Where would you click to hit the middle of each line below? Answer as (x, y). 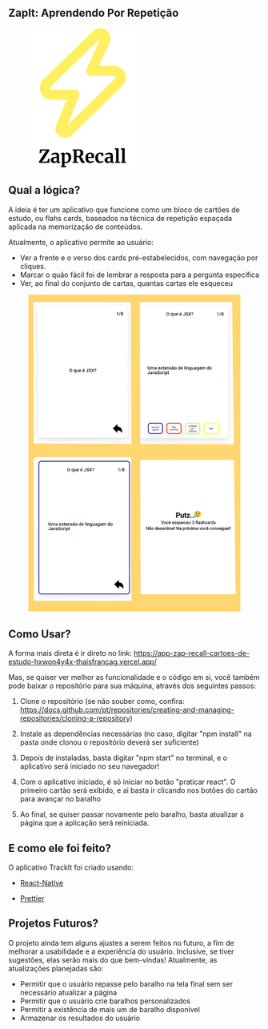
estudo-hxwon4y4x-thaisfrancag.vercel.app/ (83, 662)
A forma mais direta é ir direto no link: (70, 653)
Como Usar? (40, 634)
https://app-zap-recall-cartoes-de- (192, 653)
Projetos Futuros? (53, 924)
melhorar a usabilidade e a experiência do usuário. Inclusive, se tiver (121, 951)
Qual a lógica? (44, 190)
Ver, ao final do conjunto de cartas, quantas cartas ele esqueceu (126, 283)
